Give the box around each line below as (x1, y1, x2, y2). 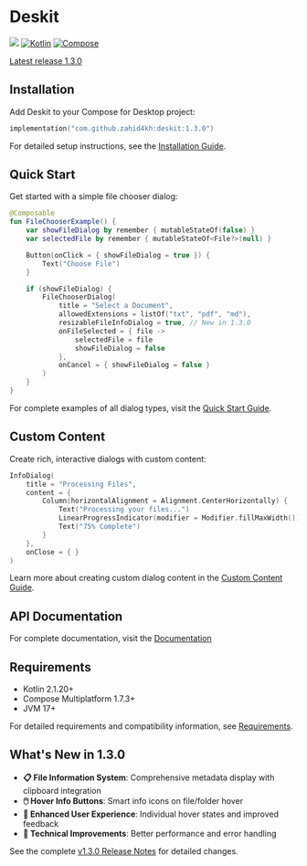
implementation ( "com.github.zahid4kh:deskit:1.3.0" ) (9, 123, 215, 133)
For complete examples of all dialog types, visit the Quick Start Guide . (9, 402, 272, 413)
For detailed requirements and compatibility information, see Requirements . (9, 721, 294, 732)
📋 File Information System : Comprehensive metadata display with (22, 772, 275, 783)
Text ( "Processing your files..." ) (58, 505, 190, 514)
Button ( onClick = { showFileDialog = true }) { (26, 250, 210, 259)
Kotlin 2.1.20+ (22, 683, 75, 694)
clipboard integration (22, 785, 102, 796)
